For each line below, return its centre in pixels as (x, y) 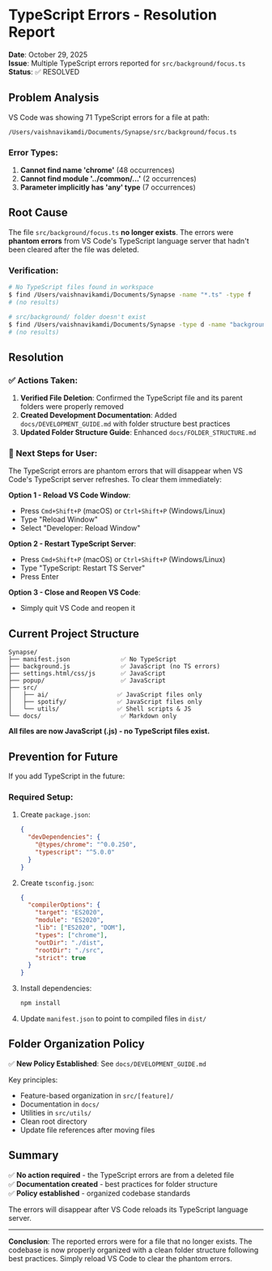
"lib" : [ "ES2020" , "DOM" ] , (81, 928)
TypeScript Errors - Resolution (113, 15)
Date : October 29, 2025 (48, 54)
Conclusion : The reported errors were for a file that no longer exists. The (130, 1241)
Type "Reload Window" (59, 519)
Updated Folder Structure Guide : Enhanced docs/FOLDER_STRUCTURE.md (138, 433)
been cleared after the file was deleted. (74, 250)
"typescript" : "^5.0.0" (75, 852)
